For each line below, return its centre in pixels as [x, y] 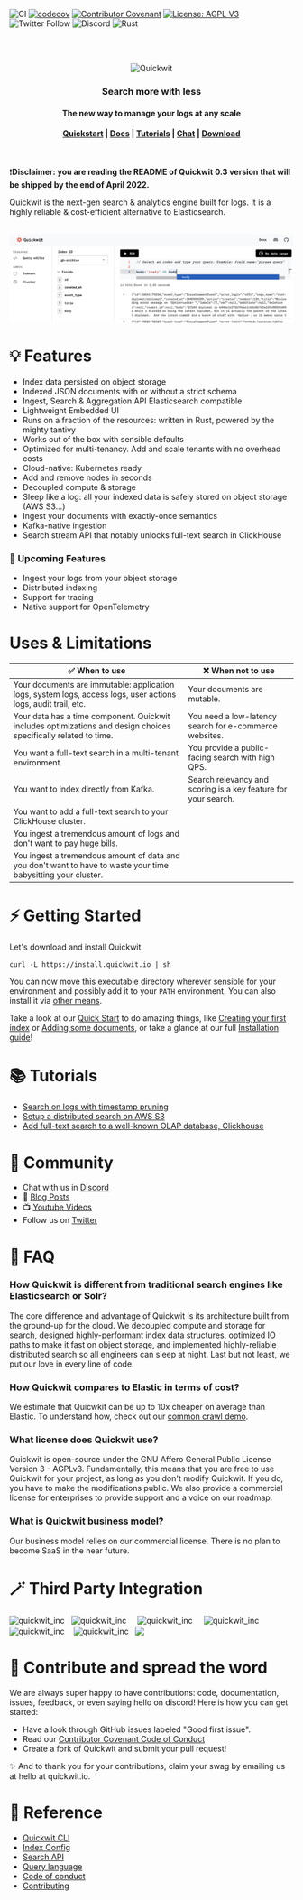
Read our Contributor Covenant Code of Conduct [114, 1738]
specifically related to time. [63, 735]
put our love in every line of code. [72, 1364]
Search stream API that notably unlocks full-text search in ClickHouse [152, 535]
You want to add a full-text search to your [91, 811]
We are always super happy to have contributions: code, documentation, [144, 1692]
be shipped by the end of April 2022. [79, 184]
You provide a [214, 748]
